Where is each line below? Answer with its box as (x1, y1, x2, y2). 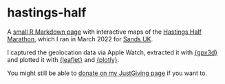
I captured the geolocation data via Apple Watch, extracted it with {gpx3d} (7, 48, 218, 56)
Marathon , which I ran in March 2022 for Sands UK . (7, 34, 153, 43)
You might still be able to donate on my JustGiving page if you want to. (7, 69, 208, 77)
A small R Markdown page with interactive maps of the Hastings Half (7, 28, 202, 36)
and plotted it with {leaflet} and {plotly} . (7, 55, 119, 63)
